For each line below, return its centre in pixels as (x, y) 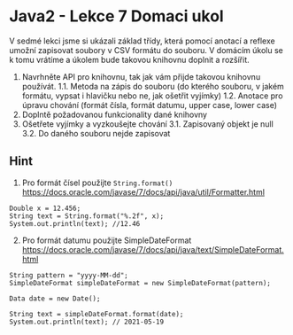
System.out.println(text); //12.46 (75, 223)
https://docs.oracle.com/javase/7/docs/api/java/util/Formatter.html (143, 191)
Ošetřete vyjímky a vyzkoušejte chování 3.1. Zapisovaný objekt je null (148, 124)
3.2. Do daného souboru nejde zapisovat (96, 133)
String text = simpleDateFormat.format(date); (96, 314)
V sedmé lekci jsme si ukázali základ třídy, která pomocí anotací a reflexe (143, 41)
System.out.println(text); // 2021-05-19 (87, 322)
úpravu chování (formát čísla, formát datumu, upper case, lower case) (149, 105)
